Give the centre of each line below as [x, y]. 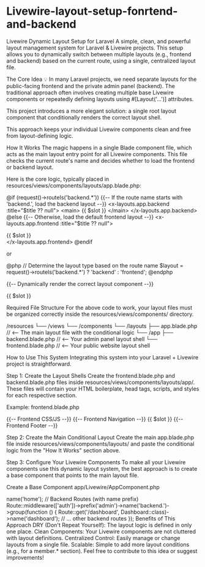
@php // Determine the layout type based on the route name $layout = [95, 265]
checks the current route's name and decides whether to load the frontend [100, 160]
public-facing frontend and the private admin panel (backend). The [91, 86]
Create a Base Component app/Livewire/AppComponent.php [83, 487]
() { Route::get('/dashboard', [84, 512]
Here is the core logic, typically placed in [58, 179]
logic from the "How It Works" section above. [63, 450]
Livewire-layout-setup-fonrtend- [92, 11]
